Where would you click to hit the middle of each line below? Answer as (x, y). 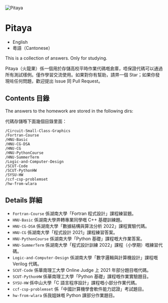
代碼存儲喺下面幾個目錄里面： (36, 121)
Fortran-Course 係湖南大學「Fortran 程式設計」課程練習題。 (74, 213)
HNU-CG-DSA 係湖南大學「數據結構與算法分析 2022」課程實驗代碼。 (81, 226)
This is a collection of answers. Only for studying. (56, 58)
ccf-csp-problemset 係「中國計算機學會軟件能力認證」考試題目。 (79, 289)
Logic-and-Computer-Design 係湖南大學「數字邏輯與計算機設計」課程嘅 (85, 257)
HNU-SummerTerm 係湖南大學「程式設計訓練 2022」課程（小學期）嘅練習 (86, 245)
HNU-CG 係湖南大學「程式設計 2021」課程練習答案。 (65, 232)
